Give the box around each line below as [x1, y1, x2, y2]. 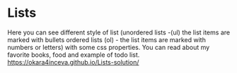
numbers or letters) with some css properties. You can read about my [7, 43, 210, 51]
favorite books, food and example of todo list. [7, 51, 140, 59]
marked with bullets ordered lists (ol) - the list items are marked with [7, 35, 207, 44]
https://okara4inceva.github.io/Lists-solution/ [7, 58, 139, 66]
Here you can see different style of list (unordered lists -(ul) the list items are [7, 28, 231, 36]
